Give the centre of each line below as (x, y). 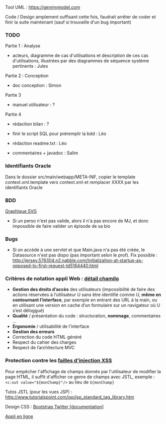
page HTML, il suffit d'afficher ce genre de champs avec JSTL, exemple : (80, 377)
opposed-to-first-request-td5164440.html (55, 266)
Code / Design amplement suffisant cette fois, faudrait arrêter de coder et (81, 17)
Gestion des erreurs (33, 332)
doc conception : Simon (37, 85)
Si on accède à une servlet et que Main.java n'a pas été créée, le (79, 250)
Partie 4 (13, 115)
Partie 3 (13, 95)
